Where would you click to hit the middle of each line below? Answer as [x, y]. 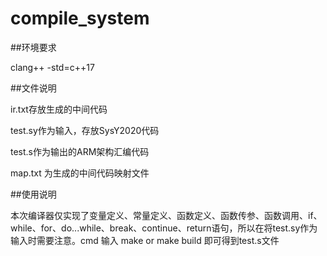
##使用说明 [33, 194]
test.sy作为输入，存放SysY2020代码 [85, 130]
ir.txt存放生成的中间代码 [59, 109]
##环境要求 [33, 47]
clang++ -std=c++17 [52, 67]
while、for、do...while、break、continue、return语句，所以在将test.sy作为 [164, 228]
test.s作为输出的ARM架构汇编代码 [80, 151]
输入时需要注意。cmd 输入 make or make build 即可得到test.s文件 [145, 240]
